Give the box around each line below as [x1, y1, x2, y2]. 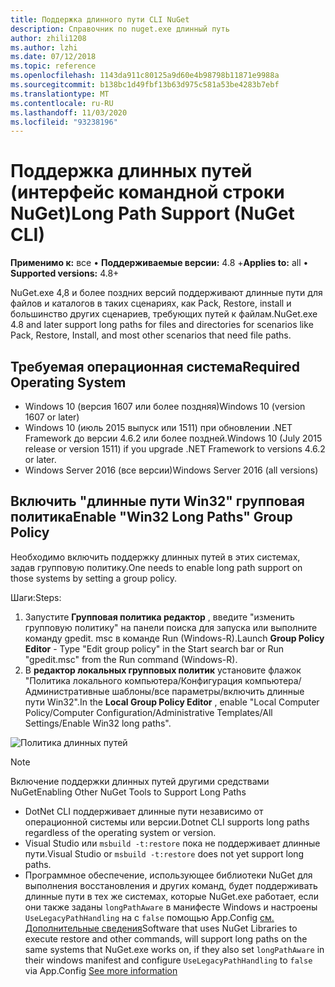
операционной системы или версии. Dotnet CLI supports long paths [24, 816, 310, 828]
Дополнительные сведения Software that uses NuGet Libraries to [24, 922, 298, 934]
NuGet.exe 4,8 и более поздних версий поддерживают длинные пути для [10, 287, 323, 299]
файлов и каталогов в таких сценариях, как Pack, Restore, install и [10, 297, 292, 310]
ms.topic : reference [10, 61, 97, 71]
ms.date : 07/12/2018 [10, 52, 97, 62]
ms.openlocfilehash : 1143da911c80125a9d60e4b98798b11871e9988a [10, 71, 280, 81]
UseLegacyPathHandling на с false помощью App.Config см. [24, 911, 275, 923]
